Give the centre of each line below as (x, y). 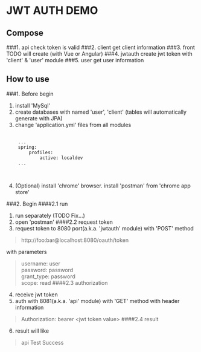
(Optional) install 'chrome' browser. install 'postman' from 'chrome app (103, 186)
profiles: (41, 152)
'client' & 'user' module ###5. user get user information (75, 60)
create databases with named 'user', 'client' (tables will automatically (101, 112)
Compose (25, 33)
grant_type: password (48, 276)
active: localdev (61, 158)
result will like (32, 331)
